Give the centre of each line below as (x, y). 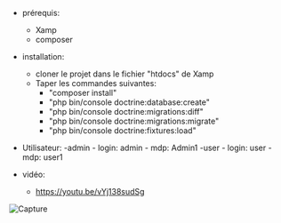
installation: (43, 56)
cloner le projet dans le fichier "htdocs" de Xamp (124, 74)
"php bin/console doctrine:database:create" (129, 102)
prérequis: (41, 13)
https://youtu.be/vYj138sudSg (90, 191)
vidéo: (34, 174)
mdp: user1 (42, 157)
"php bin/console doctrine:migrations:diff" (126, 111)
